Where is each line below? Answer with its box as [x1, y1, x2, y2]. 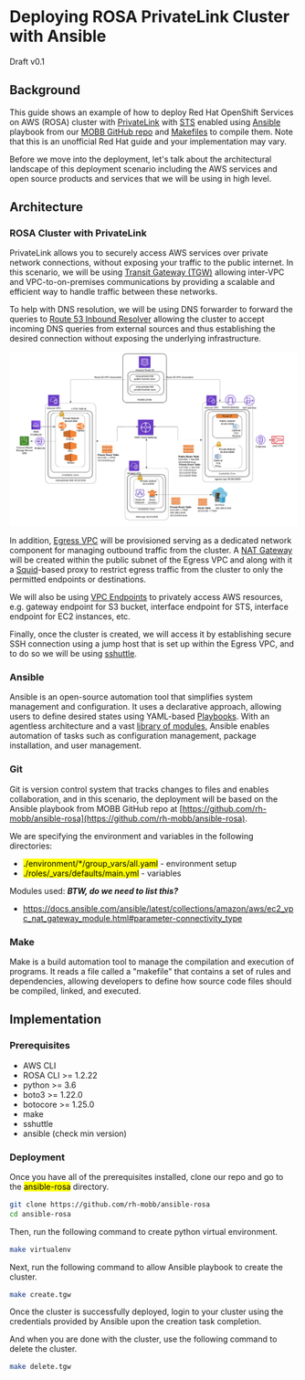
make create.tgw [9, 1290, 71, 1299]
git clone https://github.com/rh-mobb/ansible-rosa [9, 1199, 210, 1209]
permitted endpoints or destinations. [9, 574, 146, 585]
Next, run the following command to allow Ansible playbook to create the [9, 1261, 283, 1272]
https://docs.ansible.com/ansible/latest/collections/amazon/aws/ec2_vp [22, 902, 294, 914]
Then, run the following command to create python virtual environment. [9, 1226, 279, 1237]
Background [9, 82, 80, 98]
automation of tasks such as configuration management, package [9, 731, 258, 742]
